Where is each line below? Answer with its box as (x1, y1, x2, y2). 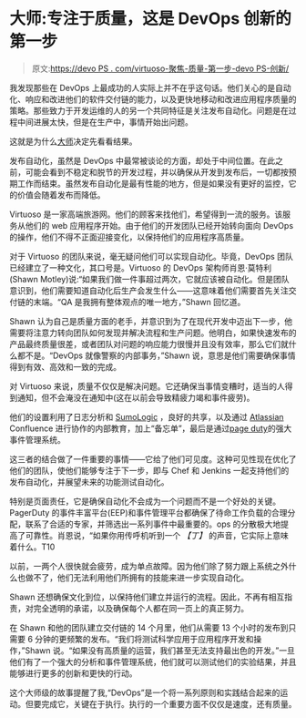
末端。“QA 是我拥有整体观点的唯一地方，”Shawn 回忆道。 (33, 296, 246, 307)
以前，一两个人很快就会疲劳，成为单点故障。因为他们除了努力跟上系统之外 (9, 560, 289, 571)
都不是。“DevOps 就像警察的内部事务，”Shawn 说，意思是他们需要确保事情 (16, 350, 296, 361)
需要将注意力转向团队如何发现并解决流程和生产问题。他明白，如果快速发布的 (9, 327, 297, 338)
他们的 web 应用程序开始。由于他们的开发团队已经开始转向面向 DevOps (25, 220, 294, 231)
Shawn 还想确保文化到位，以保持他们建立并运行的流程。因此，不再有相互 (9, 591, 285, 602)
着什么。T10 (9, 541, 56, 552)
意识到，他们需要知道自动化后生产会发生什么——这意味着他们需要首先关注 (9, 284, 289, 296)
